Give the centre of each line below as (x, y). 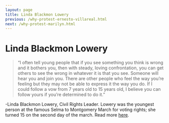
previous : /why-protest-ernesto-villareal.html (56, 19)
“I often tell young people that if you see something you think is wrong (90, 63)
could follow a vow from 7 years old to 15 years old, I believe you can (89, 89)
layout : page (19, 10)
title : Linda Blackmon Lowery (37, 15)
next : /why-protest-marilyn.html (40, 24)
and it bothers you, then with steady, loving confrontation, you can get (91, 68)
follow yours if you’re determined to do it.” (61, 95)
